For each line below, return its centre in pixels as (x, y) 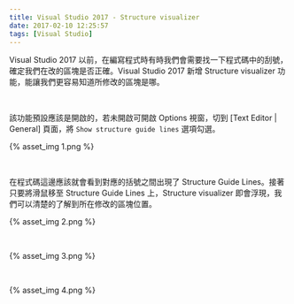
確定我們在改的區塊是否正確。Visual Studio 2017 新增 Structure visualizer (143, 71)
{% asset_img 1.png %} (52, 147)
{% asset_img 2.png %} (52, 222)
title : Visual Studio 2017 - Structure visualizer (104, 17)
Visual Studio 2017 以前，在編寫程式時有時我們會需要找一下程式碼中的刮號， (148, 60)
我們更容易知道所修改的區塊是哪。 (102, 82)
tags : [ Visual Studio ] (51, 34)
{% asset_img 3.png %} (52, 256)
